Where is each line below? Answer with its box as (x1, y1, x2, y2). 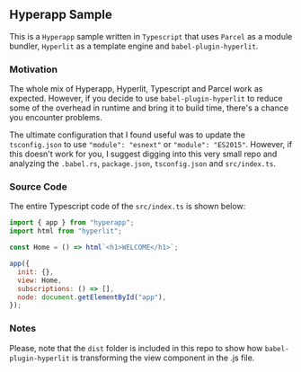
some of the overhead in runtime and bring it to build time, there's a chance (9, 102, 289, 113)
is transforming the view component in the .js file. (71, 352, 255, 363)
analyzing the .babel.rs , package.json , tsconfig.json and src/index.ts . (9, 158, 277, 169)
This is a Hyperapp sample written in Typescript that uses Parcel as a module (9, 31, 293, 41)
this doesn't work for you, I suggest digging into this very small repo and (9, 148, 278, 160)
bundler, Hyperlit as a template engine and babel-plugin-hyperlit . (9, 40, 259, 51)
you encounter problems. (9, 112, 103, 123)
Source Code (9, 181, 67, 193)
